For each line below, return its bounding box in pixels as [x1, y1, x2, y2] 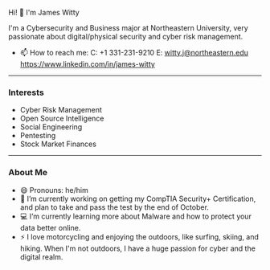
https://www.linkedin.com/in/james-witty [19, 59, 155, 68]
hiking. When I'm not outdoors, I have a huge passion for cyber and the [19, 243, 256, 253]
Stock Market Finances [19, 139, 96, 149]
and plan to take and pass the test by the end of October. [19, 202, 209, 212]
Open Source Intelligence [19, 113, 104, 124]
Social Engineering [19, 122, 83, 132]
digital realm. [19, 252, 63, 261]
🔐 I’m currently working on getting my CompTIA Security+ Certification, [19, 194, 256, 203]
